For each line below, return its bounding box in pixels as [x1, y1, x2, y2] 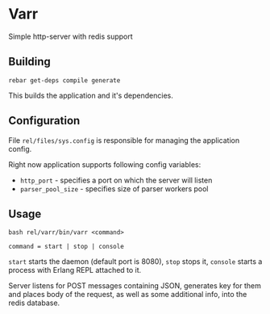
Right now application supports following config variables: [8, 159, 201, 170]
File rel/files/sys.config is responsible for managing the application [8, 135, 240, 145]
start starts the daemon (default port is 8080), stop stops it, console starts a [8, 257, 263, 266]
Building [8, 55, 51, 69]
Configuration [8, 114, 81, 128]
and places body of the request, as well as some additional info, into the [8, 290, 247, 299]
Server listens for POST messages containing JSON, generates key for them [8, 281, 262, 291]
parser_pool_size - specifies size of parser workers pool [19, 183, 209, 194]
